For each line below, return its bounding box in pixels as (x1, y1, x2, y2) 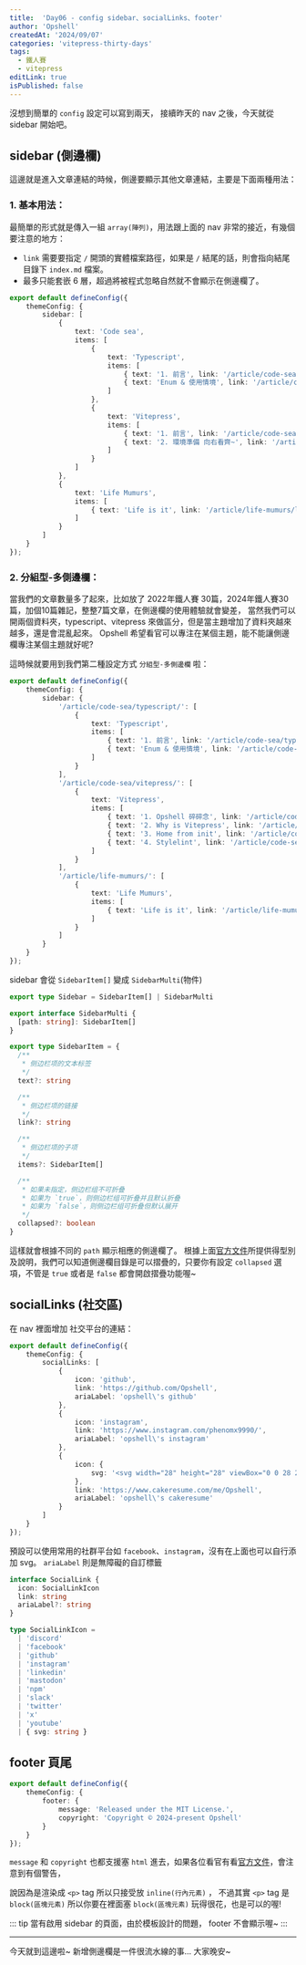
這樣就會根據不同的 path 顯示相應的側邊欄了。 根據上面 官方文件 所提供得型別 (9, 1244, 296, 1255)
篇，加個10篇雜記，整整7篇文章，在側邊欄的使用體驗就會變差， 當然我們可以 (9, 605, 296, 616)
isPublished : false (9, 81, 84, 90)
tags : (9, 47, 30, 57)
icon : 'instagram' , (74, 1418, 148, 1427)
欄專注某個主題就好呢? (9, 639, 94, 650)
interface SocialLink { (9, 1575, 100, 1584)
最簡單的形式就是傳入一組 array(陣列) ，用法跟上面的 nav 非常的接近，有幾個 (9, 221, 296, 233)
